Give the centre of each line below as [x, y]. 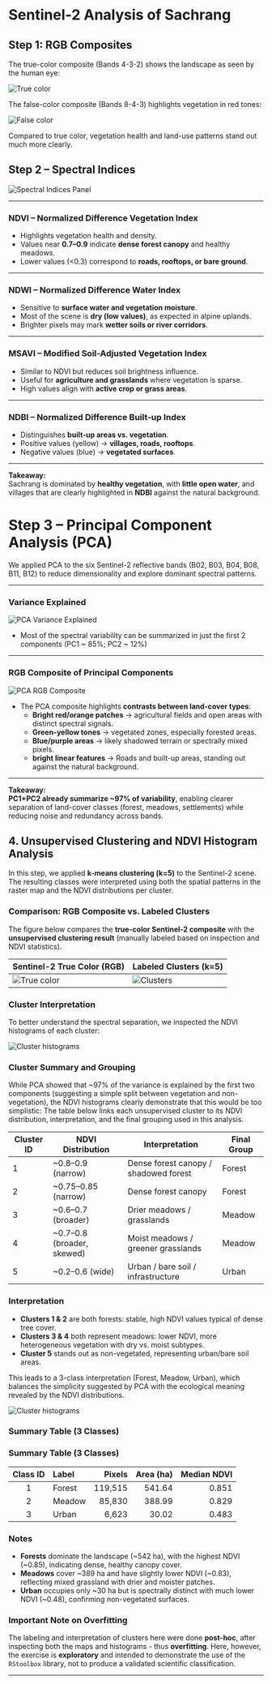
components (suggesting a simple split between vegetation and [115, 1094]
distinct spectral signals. [73, 723]
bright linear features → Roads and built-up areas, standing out [139, 758]
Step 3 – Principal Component [110, 525]
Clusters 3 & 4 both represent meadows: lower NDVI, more [118, 1336]
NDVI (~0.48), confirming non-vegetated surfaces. [105, 1600]
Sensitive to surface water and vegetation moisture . [108, 308]
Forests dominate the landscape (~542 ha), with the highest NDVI [130, 1556]
